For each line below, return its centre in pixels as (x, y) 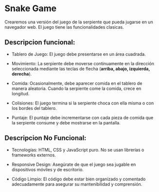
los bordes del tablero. (34, 108)
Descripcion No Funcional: (45, 138)
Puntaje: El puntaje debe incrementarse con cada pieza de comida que (82, 118)
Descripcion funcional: (40, 43)
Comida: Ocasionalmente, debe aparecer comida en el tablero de (77, 83)
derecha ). (22, 74)
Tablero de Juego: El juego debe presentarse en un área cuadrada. (79, 54)
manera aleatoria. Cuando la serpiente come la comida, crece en (76, 88)
